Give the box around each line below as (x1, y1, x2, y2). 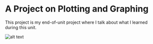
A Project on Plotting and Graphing (5, 3, 149, 15)
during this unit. (5, 24, 37, 30)
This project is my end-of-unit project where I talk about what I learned (5, 19, 148, 25)
